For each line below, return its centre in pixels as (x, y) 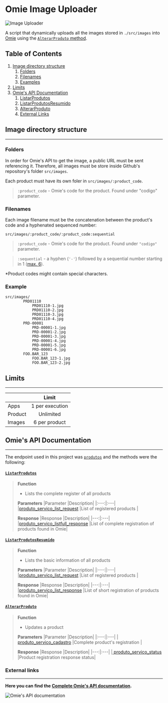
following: (15, 462)
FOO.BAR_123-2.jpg (51, 363)
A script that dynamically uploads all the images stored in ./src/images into (82, 33)
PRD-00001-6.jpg (49, 350)
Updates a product (44, 627)
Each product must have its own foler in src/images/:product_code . (74, 181)
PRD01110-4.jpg (48, 319)
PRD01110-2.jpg (48, 310)
